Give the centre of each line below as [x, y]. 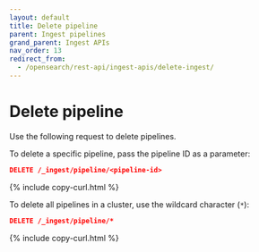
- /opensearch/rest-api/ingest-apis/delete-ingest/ [116, 68]
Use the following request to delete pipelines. [93, 136]
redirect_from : [38, 59]
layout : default [39, 17]
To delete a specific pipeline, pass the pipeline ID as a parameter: [130, 154]
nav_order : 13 [36, 51]
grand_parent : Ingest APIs [60, 42]
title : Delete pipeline [54, 26]
